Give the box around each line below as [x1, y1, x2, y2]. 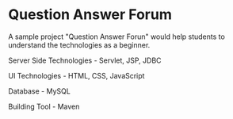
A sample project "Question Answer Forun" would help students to [8, 32, 226, 41]
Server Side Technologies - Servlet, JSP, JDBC [8, 56, 162, 65]
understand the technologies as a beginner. [8, 40, 151, 49]
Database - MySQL [8, 86, 71, 96]
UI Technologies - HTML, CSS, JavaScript [8, 71, 145, 80]
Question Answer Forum [8, 6, 172, 24]
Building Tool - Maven [8, 102, 80, 111]
